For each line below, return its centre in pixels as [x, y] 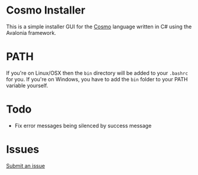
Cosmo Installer [46, 10]
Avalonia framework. [31, 32]
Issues [23, 149]
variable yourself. [27, 85]
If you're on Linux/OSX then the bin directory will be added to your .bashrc [97, 73]
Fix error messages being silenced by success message [83, 126]
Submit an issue [26, 166]
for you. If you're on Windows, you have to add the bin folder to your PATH [97, 79]
